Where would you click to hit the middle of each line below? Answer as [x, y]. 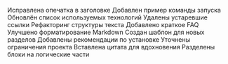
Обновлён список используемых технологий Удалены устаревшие [108, 17]
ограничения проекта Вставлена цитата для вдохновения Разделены [111, 47]
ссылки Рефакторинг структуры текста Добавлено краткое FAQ [103, 25]
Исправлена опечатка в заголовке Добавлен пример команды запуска [114, 10]
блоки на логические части [48, 54]
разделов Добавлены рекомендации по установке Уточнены [99, 40]
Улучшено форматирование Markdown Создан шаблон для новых [106, 32]
